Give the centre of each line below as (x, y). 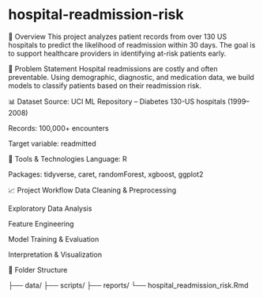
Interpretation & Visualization (55, 254)
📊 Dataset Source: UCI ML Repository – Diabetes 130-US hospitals (117, 101)
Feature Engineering (41, 223)
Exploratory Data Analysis (50, 208)
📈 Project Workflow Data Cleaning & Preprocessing (92, 190)
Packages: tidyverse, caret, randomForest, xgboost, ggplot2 (106, 174)
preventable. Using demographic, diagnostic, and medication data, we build (131, 77)
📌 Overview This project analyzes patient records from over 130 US (118, 36)
